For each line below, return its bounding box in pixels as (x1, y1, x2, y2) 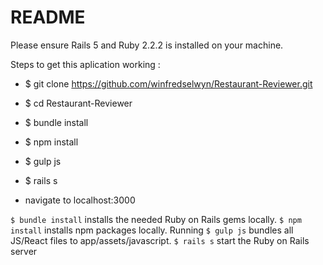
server (10, 245, 38, 257)
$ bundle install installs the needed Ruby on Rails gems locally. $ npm (10, 213, 302, 225)
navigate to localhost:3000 (24, 194, 136, 206)
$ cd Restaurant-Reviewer (24, 97, 133, 109)
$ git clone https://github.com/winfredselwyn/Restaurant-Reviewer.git (24, 77, 313, 90)
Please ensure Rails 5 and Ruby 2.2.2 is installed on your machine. (10, 39, 284, 51)
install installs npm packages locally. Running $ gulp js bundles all (10, 224, 294, 236)
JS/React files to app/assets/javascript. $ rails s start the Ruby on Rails (10, 234, 310, 246)
